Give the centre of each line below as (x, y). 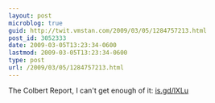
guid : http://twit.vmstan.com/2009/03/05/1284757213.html (107, 30)
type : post (27, 61)
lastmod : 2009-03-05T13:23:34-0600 (68, 53)
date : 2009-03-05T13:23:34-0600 (62, 46)
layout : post (30, 16)
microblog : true (35, 23)
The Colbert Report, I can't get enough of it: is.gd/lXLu (99, 90)
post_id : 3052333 (37, 38)
